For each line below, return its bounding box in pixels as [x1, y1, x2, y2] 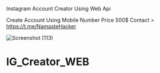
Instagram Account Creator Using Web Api [6, 5, 111, 12]
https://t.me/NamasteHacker [6, 23, 76, 30]
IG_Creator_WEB [6, 55, 90, 69]
